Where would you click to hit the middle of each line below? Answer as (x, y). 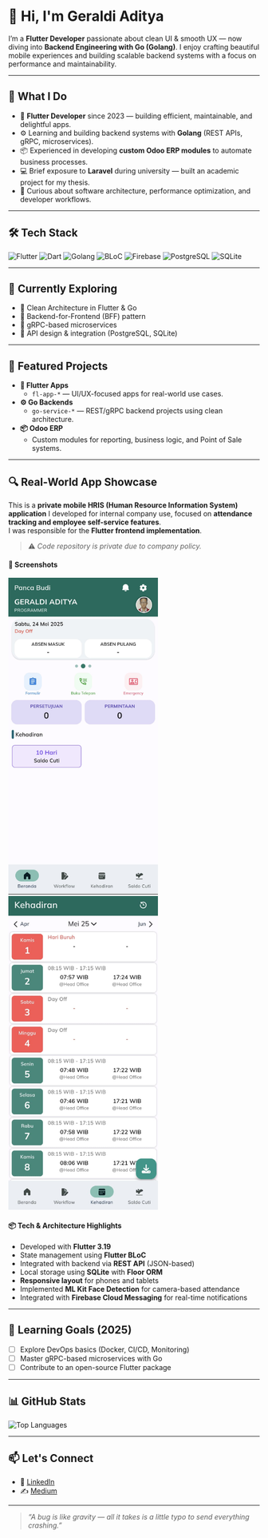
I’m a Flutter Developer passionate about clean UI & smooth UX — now (125, 38)
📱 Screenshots (33, 564)
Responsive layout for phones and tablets (89, 1281)
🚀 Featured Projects (58, 366)
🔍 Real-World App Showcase (83, 482)
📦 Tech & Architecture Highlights (65, 1225)
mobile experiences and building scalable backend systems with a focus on (132, 55)
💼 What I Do (38, 96)
